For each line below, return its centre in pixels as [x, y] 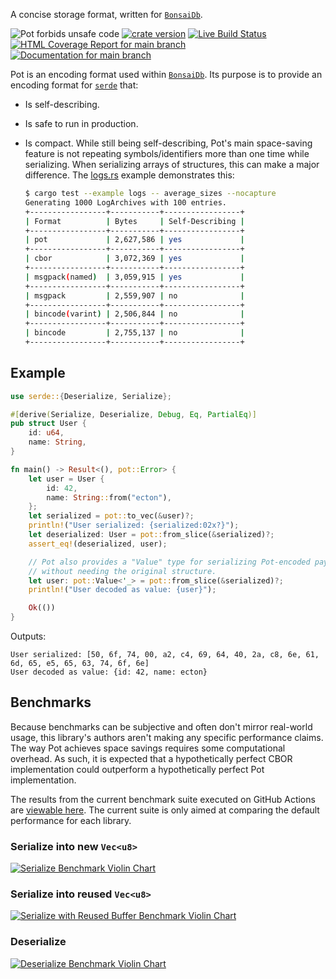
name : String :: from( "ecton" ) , [109, 497]
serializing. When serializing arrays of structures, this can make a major [172, 164]
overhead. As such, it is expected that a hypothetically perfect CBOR [151, 758]
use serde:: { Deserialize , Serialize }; [91, 396]
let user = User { [66, 479]
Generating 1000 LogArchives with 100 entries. [125, 202]
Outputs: [28, 636]
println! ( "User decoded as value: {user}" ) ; [122, 590]
